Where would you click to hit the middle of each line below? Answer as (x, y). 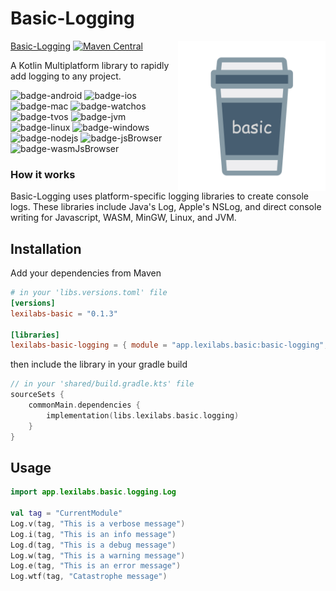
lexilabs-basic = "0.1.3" (64, 313)
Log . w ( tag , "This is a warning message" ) (98, 555)
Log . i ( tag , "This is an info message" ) (93, 534)
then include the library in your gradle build (99, 364)
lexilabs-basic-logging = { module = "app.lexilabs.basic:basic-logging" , (169, 345)
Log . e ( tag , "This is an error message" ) (96, 566)
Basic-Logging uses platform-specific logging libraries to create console (159, 196)
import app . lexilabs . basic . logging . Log (93, 492)
